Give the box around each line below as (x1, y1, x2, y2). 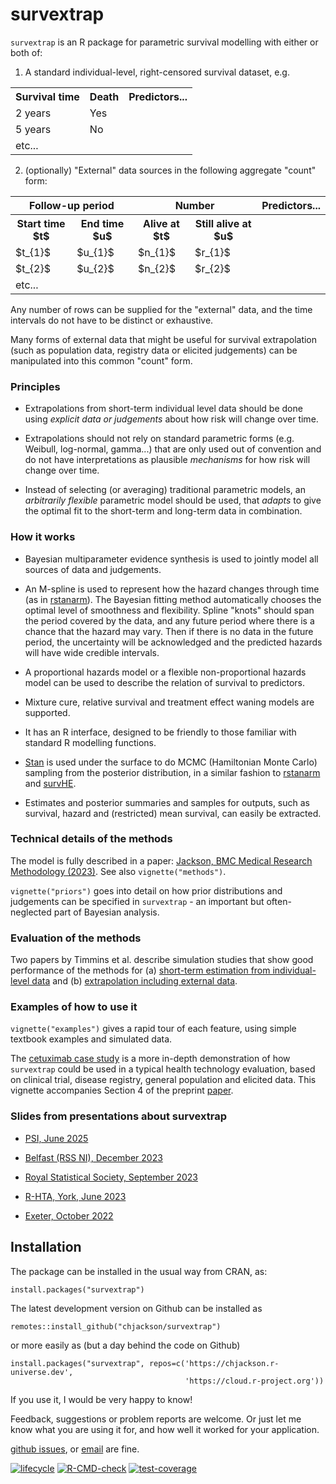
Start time (16, 216, 66, 230)
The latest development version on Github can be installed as (10, 1302, 263, 1314)
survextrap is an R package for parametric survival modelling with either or (10, 36, 319, 48)
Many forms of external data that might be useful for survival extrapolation (10, 333, 318, 345)
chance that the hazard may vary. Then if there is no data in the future (24, 625, 314, 637)
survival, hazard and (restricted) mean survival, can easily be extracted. (24, 807, 322, 819)
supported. (24, 706, 71, 718)
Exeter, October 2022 (24, 1209, 114, 1222)
